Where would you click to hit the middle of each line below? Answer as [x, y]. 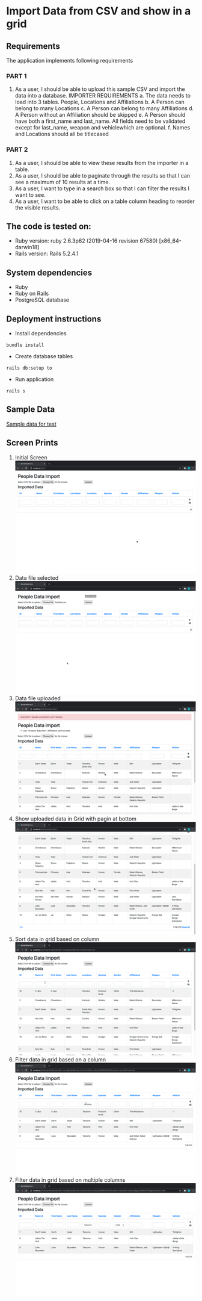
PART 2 [17, 150]
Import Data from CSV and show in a [99, 11]
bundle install [25, 345]
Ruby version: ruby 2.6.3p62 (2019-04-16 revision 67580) [86, 241]
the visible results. [38, 207]
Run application [34, 379]
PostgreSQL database [42, 300]
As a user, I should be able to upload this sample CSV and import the [100, 89]
